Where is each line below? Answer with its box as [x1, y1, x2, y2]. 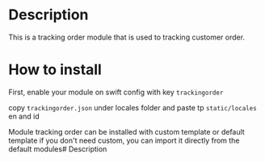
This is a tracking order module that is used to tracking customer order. [8, 32, 245, 42]
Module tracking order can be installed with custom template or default [8, 127, 245, 136]
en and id [8, 111, 40, 121]
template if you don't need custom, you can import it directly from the [8, 135, 240, 145]
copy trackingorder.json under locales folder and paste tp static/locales [8, 102, 257, 112]
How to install [8, 60, 103, 79]
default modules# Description [8, 143, 107, 154]
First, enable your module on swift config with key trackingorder [8, 87, 224, 97]
